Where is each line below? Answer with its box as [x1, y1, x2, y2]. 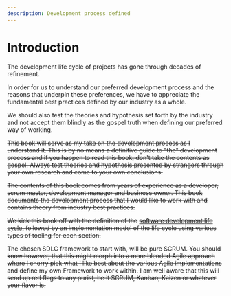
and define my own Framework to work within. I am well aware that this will [7, 266, 220, 275]
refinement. [7, 69, 40, 78]
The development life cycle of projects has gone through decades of [7, 62, 201, 71]
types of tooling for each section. [7, 231, 102, 239]
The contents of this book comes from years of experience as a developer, [7, 181, 219, 190]
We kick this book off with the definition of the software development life [7, 216, 213, 225]
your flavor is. [7, 281, 46, 289]
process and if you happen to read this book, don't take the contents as [7, 153, 210, 161]
